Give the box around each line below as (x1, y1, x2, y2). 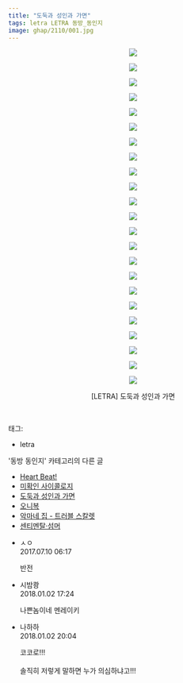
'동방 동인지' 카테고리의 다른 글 (8, 456, 104, 465)
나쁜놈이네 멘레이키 (19, 605, 80, 615)
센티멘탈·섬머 (19, 521, 61, 531)
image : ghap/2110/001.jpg (8, 26, 93, 34)
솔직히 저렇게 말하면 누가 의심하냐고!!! (19, 666, 136, 676)
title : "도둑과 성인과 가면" (8, 11, 91, 20)
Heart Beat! (19, 472, 58, 481)
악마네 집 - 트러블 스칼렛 (19, 511, 95, 521)
